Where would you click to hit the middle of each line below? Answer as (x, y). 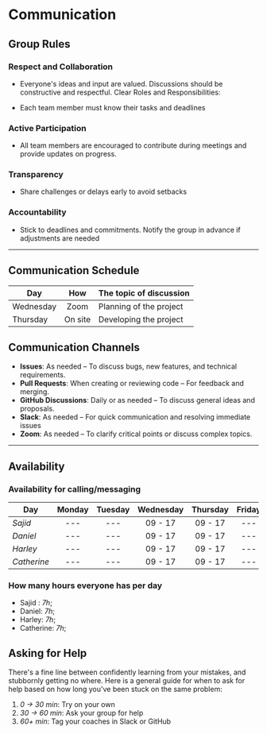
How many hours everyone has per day (85, 585)
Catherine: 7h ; (43, 628)
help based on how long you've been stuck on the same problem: (115, 690)
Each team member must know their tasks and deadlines (112, 107)
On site (77, 319)
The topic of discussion (144, 293)
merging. (35, 392)
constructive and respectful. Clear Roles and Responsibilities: (120, 92)
